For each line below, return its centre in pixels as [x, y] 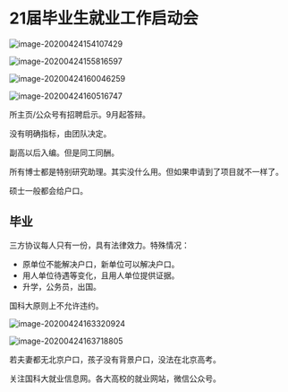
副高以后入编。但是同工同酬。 [64, 152]
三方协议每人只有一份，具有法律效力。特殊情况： [99, 245]
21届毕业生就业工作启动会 [104, 18]
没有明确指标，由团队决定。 [60, 133]
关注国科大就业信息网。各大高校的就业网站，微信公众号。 [115, 379]
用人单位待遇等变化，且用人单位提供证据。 [101, 275]
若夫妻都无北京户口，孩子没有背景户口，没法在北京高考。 [115, 359]
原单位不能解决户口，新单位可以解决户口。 [101, 264]
